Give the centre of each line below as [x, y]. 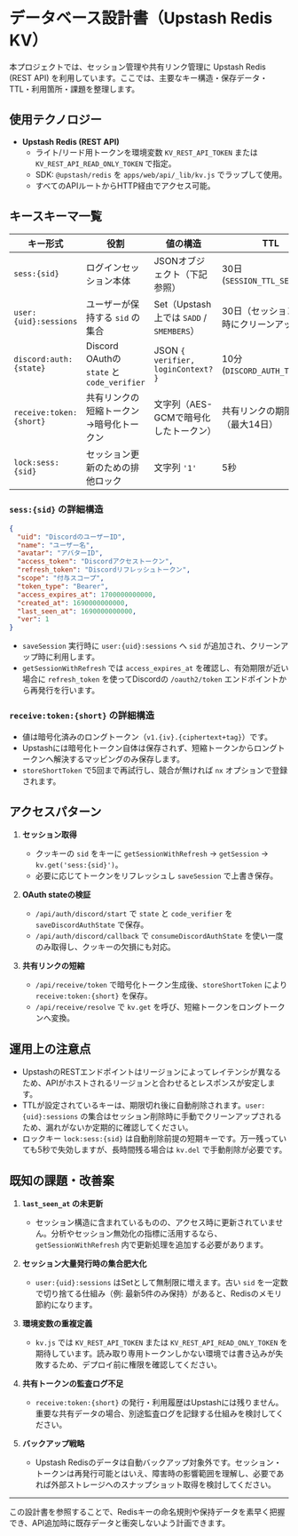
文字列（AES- [183, 404]
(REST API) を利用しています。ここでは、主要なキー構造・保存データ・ [139, 77]
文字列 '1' [175, 468]
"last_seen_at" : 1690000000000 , [77, 611]
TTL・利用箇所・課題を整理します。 [74, 89]
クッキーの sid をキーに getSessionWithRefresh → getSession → [152, 853]
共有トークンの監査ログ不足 [73, 1383]
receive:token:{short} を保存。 [94, 996]
